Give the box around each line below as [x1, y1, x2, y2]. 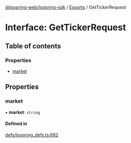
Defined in [5, 120, 27, 127]
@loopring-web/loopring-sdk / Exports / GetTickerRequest [5, 5, 126, 10]
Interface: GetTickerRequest [5, 22, 126, 33]
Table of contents [5, 42, 61, 50]
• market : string [5, 109, 40, 115]
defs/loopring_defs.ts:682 [5, 131, 58, 137]
